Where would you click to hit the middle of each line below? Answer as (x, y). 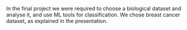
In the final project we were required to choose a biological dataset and (94, 9)
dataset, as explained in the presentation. (57, 21)
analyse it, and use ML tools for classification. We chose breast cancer (93, 15)
